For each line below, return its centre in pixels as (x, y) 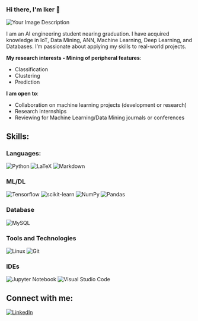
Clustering (27, 76)
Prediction (27, 82)
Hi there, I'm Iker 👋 (33, 9)
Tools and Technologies (41, 238)
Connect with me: (40, 298)
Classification (31, 69)
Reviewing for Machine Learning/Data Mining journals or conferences (100, 117)
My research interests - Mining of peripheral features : (74, 58)
